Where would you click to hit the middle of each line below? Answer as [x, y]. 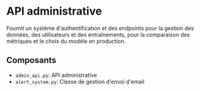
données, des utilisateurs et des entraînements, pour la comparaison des [98, 34]
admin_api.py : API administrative [56, 75]
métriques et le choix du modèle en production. [66, 41]
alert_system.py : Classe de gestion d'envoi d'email [80, 81]
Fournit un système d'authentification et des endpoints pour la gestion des [100, 28]
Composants [31, 60]
